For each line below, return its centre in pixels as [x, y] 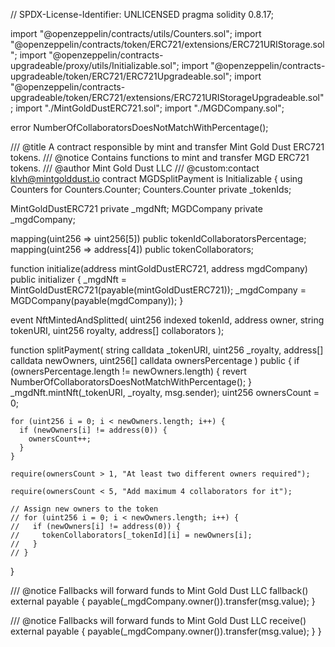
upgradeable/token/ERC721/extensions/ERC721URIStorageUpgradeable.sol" [167, 97]
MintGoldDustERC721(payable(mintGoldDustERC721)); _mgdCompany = [158, 290]
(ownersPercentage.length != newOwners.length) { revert [128, 371]
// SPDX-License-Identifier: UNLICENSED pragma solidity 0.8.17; [142, 14]
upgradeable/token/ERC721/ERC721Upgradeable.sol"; [121, 76]
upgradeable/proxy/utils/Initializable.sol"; [95, 65]
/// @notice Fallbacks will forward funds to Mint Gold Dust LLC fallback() [159, 590]
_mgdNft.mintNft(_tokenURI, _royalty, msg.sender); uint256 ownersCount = [165, 392]
